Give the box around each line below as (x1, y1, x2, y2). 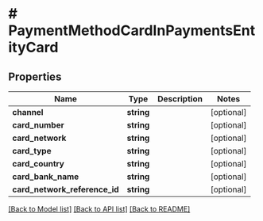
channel (12, 107, 44, 117)
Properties (8, 70, 62, 83)
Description (157, 93, 203, 104)
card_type (12, 146, 52, 156)
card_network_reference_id (12, 184, 119, 195)
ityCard (8, 39, 59, 56)
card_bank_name (12, 171, 79, 182)
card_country (12, 158, 65, 169)
